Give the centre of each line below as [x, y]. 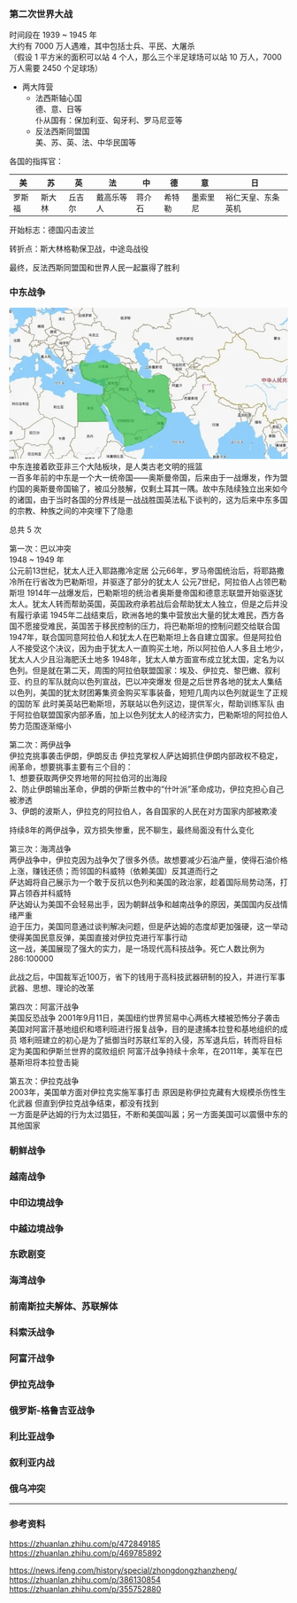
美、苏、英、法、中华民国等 [86, 143]
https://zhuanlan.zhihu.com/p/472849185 [85, 1544]
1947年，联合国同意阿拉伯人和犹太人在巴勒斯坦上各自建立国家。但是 [134, 637]
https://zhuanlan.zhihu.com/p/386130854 [85, 1580]
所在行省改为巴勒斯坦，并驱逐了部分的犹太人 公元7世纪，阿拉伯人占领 [144, 582]
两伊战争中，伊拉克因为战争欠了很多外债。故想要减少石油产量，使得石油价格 [148, 860]
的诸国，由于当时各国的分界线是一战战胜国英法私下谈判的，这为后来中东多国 [148, 499]
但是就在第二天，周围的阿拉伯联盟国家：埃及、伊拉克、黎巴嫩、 [148, 670]
